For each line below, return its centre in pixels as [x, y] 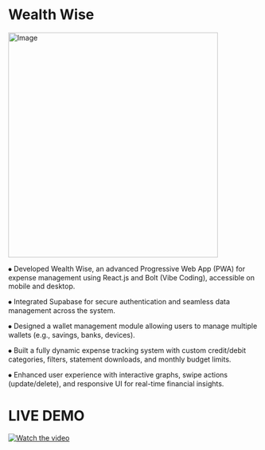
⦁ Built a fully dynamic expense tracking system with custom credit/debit [127, 350]
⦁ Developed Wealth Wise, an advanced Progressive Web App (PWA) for [127, 268]
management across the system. [62, 310]
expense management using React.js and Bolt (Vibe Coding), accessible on [131, 277]
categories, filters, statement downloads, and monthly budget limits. [120, 359]
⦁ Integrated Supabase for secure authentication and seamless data [119, 301]
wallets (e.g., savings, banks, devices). [72, 335]
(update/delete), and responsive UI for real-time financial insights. [116, 383]
